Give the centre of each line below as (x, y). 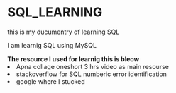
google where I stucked (51, 81)
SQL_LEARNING (55, 12)
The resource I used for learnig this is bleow (73, 59)
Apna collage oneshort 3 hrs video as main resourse (93, 66)
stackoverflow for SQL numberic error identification (92, 74)
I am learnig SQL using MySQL (52, 45)
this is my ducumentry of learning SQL (64, 32)
